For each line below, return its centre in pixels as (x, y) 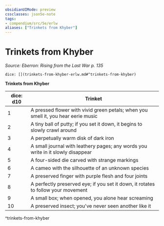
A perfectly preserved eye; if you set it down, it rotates (93, 184)
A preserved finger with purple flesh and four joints (89, 176)
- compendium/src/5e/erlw (31, 23)
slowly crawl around (54, 130)
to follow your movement (59, 190)
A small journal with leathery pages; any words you (89, 146)
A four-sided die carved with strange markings (84, 160)
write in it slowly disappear (61, 152)
